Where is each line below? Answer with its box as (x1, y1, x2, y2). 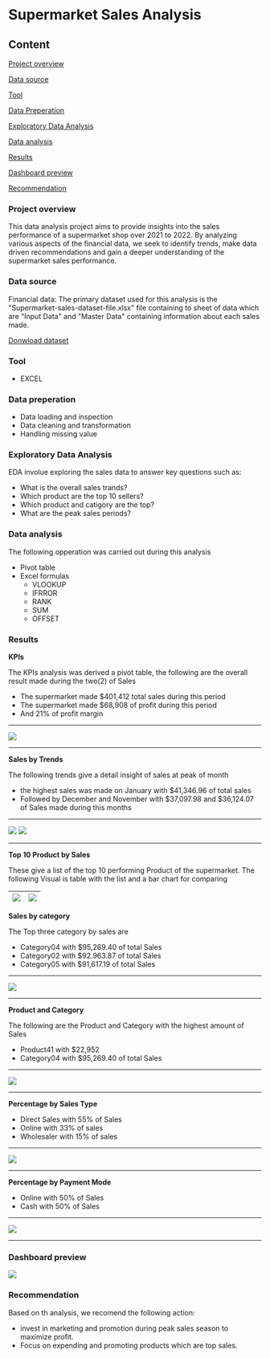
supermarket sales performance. (8, 256, 117, 266)
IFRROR (31, 588, 58, 598)
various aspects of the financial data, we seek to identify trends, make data (8, 239, 257, 248)
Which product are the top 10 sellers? (19, 492, 144, 501)
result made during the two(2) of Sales (8, 677, 137, 686)
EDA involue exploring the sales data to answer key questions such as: (8, 468, 242, 477)
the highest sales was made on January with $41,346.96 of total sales (19, 786, 252, 796)
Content (8, 38, 51, 51)
